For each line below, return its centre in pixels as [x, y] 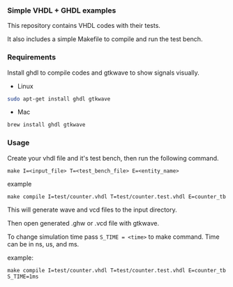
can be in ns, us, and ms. [43, 244]
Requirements [32, 57]
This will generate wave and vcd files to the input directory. [92, 209]
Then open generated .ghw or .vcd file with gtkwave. [83, 223]
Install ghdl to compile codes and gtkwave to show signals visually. [104, 73]
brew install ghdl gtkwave [46, 125]
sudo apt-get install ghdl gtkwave [59, 99]
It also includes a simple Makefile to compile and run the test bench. [105, 39]
